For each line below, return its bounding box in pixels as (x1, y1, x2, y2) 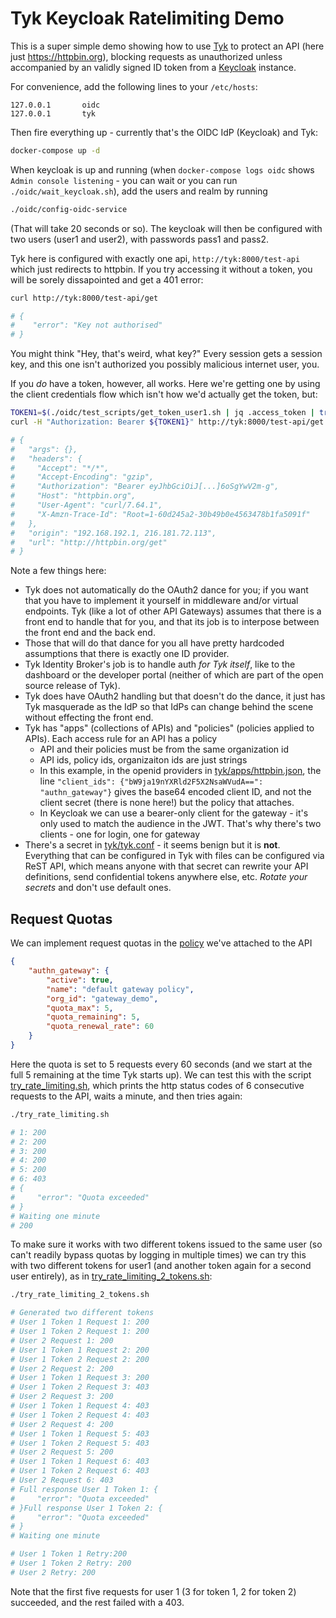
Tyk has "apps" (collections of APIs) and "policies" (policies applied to (24, 722, 315, 734)
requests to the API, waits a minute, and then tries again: (10, 1090, 243, 1102)
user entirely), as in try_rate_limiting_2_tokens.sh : (10, 1270, 213, 1282)
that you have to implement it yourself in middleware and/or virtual (24, 595, 299, 607)
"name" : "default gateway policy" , (46, 984, 195, 994)
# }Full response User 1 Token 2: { (10, 1503, 163, 1513)
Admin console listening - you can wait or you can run (10, 174, 238, 186)
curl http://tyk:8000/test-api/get (10, 293, 159, 303)
